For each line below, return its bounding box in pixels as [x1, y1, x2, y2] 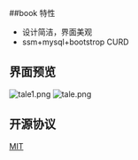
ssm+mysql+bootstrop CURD [21, 36, 130, 47]
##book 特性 [9, 8, 56, 18]
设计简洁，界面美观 [21, 27, 93, 37]
